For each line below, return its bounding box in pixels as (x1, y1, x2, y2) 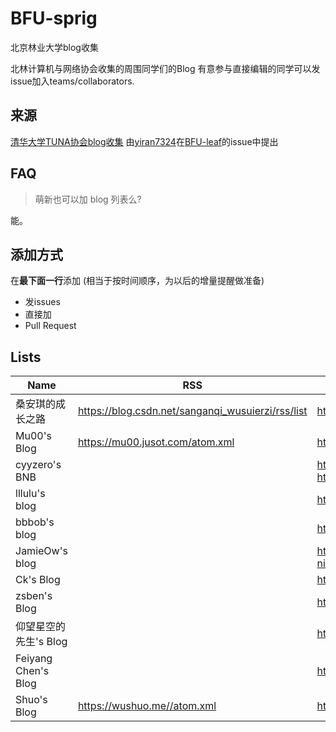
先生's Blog (15, 635, 68, 649)
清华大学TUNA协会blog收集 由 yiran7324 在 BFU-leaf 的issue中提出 (10, 135, 279, 147)
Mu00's (15, 429, 52, 443)
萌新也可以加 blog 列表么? (34, 193, 142, 205)
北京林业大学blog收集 (10, 41, 99, 53)
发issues (24, 296, 61, 308)
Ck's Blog (15, 573, 61, 587)
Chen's (15, 664, 50, 678)
